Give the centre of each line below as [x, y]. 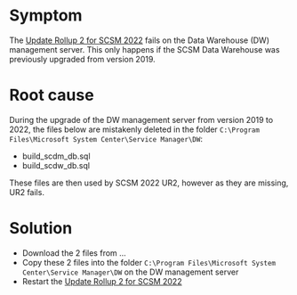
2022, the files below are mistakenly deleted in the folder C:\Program [135, 129]
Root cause [52, 95]
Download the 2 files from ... [74, 253]
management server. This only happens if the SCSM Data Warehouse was [144, 49]
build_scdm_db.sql [56, 156]
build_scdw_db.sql [56, 165]
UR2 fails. [27, 192]
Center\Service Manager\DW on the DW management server [130, 272]
